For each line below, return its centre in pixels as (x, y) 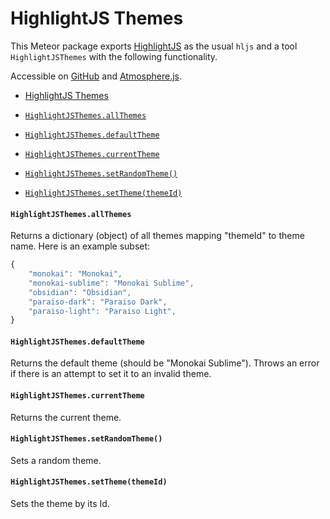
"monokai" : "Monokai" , (75, 274)
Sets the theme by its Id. (60, 504)
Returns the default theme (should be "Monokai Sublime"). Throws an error (165, 363)
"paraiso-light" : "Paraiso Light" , (102, 311)
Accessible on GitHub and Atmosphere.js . (96, 76)
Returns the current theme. (66, 417)
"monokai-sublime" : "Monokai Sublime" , (111, 283)
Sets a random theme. (56, 460)
